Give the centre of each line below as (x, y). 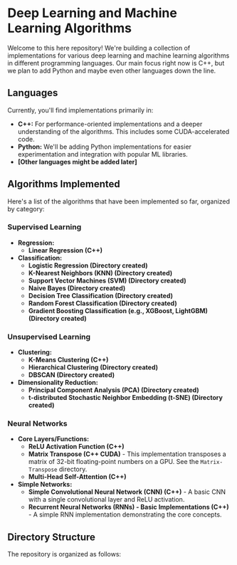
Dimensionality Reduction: (58, 383)
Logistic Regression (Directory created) (88, 265)
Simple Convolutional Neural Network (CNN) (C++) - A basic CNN (127, 492)
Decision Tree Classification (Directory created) (100, 295)
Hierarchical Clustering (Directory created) (93, 367)
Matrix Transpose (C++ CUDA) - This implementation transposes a (127, 454)
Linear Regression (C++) (65, 250)
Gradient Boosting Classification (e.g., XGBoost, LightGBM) (118, 310)
